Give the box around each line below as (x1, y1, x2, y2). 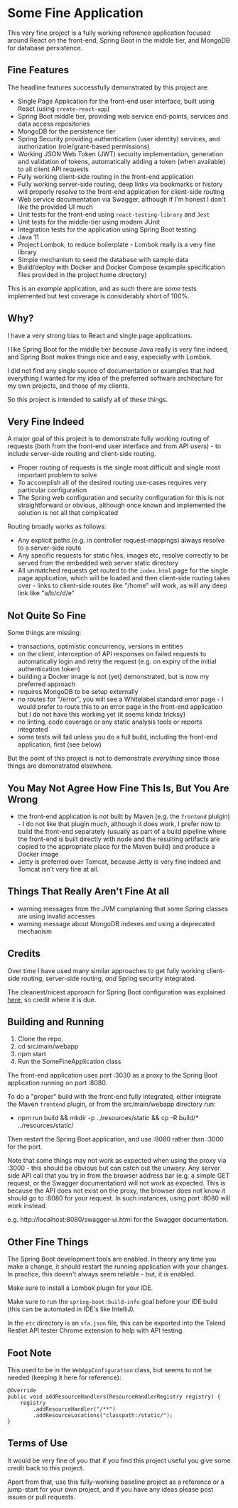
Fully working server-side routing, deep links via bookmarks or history (17, 180, 223, 188)
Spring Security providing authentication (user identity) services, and (17, 134, 220, 143)
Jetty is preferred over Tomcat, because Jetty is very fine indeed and (17, 857, 222, 866)
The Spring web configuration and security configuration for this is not (17, 494, 225, 502)
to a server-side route (17, 543, 82, 552)
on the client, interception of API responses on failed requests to (17, 650, 207, 658)
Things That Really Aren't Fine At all (7, 886, 170, 898)
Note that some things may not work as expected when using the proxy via (7, 1156, 227, 1165)
